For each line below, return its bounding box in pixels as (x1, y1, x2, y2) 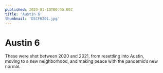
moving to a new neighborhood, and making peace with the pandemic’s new (5, 58, 158, 64)
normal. (5, 64, 20, 70)
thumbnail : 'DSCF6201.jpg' (5, 16, 60, 21)
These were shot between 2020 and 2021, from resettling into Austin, (5, 53, 145, 59)
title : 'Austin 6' (5, 12, 42, 17)
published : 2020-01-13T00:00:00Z (5, 7, 73, 12)
